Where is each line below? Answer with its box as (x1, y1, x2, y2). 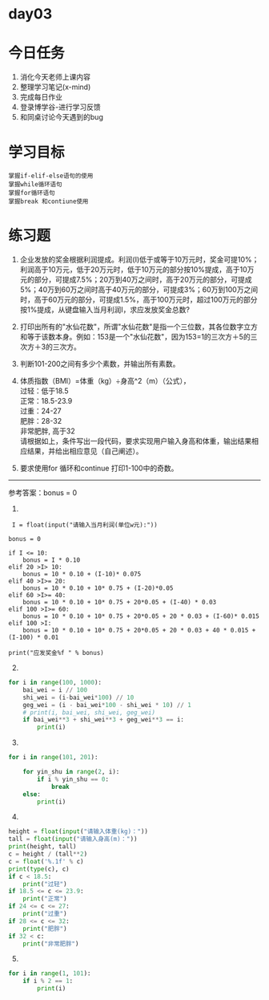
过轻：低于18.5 (19, 386, 69, 396)
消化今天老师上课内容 (19, 72, 90, 82)
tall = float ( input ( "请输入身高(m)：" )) (8, 835, 138, 843)
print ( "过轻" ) (22, 880, 67, 888)
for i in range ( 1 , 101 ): (8, 970, 91, 978)
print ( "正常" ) (22, 895, 67, 903)
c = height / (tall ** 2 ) (8, 850, 88, 858)
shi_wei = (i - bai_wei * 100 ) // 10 (22, 693, 134, 701)
